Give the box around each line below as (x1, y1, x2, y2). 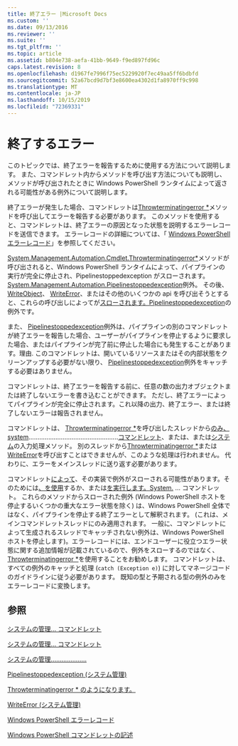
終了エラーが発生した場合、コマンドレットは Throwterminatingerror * (7, 202, 210, 211)
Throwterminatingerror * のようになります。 (7, 685, 136, 693)
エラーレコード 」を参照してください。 (7, 238, 119, 247)
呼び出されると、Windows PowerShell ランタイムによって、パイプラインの (7, 262, 226, 271)
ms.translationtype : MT (7, 83, 78, 90)
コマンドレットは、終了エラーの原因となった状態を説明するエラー (19, 220, 213, 229)
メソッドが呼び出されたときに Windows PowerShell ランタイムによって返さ (7, 179, 228, 187)
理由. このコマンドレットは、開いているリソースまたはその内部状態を (18, 348, 222, 357)
